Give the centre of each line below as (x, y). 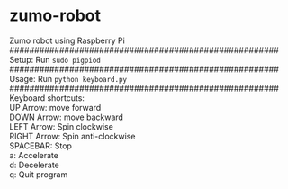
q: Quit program (39, 174)
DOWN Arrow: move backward (67, 117)
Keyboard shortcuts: (47, 98)
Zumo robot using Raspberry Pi (67, 40)
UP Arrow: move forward (55, 107)
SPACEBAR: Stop (40, 146)
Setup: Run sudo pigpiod (55, 59)
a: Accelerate (34, 155)
